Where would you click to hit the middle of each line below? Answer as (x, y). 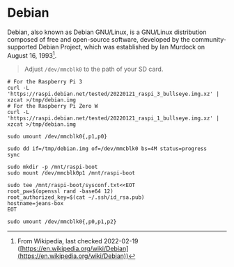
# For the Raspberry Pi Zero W (53, 106)
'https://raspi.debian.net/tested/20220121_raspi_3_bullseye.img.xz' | (113, 94)
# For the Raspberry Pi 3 (45, 81)
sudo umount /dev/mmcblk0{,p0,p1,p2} (62, 221)
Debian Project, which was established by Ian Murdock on (122, 47)
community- (209, 39)
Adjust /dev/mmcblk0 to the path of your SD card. (94, 69)
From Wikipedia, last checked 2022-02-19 (78, 241)
